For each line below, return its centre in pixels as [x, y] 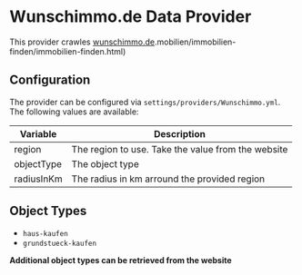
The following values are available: [74, 112]
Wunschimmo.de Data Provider [131, 17]
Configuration [50, 80]
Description [180, 133]
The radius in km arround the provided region [168, 179]
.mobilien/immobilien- [195, 42]
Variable [38, 133]
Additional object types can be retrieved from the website [121, 260]
